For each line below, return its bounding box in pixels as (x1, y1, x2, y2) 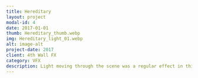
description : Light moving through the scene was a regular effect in (6, 63, 183, 69)
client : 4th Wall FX (6, 52, 57, 58)
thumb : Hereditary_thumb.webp (6, 30, 81, 36)
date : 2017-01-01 (6, 25, 49, 31)
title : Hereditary (6, 8, 51, 15)
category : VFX (6, 57, 41, 63)
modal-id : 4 (6, 19, 35, 25)
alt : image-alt (6, 42, 44, 48)
